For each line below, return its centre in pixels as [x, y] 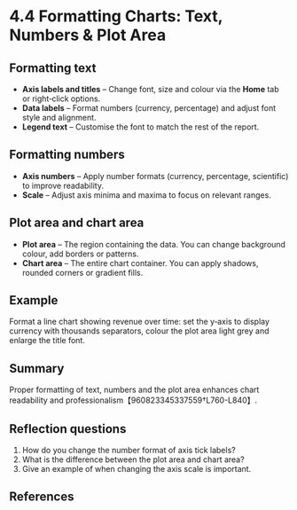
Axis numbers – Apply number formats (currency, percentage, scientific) [155, 176]
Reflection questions [68, 429]
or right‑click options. [61, 98]
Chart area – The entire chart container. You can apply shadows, [140, 263]
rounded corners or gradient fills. [82, 272]
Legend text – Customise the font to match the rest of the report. [141, 127]
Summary [37, 369]
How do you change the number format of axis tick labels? [129, 451]
